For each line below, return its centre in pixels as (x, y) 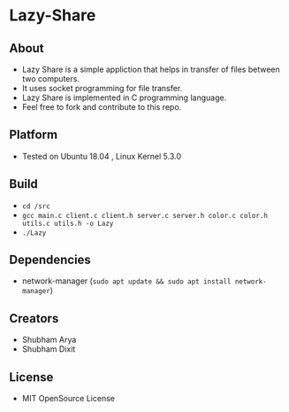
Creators (34, 319)
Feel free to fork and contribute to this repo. (102, 107)
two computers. (50, 79)
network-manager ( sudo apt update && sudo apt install (126, 281)
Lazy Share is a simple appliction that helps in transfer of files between (151, 69)
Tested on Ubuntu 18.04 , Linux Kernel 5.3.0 (101, 156)
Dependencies (50, 260)
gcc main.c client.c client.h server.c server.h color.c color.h (144, 215)
